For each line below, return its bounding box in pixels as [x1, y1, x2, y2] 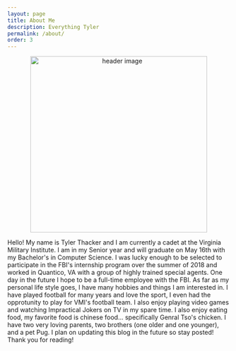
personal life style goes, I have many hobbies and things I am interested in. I [7, 283, 228, 292]
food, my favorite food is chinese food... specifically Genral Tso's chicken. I [7, 313, 226, 321]
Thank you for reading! [7, 335, 74, 344]
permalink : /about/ [7, 30, 65, 37]
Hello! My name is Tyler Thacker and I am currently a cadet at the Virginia [7, 238, 221, 247]
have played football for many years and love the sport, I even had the [7, 290, 211, 300]
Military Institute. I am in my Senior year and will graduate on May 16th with [7, 246, 225, 254]
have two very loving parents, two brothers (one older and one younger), [7, 321, 219, 329]
